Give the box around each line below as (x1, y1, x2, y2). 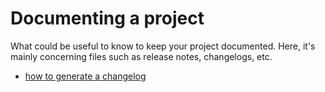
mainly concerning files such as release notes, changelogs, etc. (10, 50, 273, 62)
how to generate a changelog (24, 70, 147, 82)
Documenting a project (10, 7, 205, 30)
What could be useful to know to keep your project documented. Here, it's (10, 40, 316, 52)
